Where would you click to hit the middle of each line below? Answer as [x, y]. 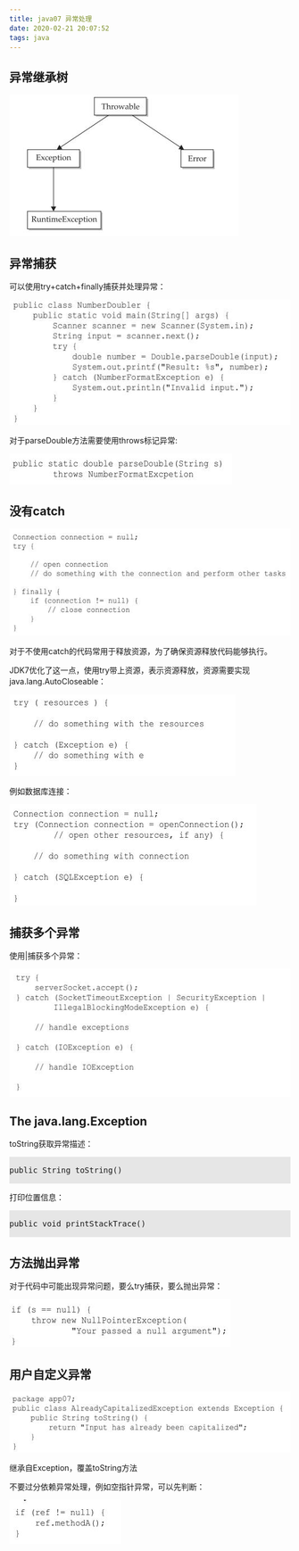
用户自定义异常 [50, 1374]
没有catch [37, 512]
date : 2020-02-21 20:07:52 [59, 28]
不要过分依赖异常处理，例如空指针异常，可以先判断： [107, 1487]
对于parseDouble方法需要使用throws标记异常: [94, 441]
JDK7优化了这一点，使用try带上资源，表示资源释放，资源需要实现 [130, 670]
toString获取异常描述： [51, 1144]
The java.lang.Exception [78, 1121]
